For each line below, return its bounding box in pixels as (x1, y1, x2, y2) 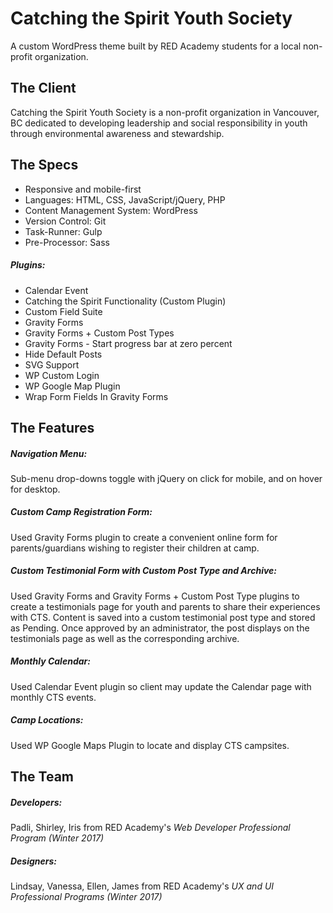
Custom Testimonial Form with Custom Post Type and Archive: (10, 565, 278, 577)
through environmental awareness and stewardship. (10, 127, 225, 139)
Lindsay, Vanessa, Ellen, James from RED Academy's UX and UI (10, 880, 275, 892)
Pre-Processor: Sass (24, 236, 110, 248)
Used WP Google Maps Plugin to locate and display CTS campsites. (10, 739, 290, 751)
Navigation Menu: (10, 447, 88, 459)
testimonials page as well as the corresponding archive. (10, 632, 240, 644)
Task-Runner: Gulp (24, 225, 103, 237)
